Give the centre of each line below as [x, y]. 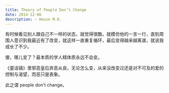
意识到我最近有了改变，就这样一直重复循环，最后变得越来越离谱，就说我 [89, 40]
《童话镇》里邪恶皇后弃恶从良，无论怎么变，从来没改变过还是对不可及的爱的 [84, 68]
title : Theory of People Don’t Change [46, 10]
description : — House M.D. [33, 19]
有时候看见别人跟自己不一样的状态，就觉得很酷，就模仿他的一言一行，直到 [82, 34]
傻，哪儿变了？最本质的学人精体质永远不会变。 [54, 57]
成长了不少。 [18, 47]
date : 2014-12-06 [23, 15]
